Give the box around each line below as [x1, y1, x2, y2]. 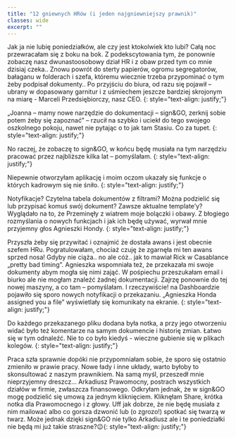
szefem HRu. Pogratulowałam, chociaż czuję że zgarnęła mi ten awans [7, 246, 213, 254]
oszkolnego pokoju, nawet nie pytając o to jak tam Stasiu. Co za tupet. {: [7, 124, 217, 132]
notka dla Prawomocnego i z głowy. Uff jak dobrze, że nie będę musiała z [7, 400, 221, 408]
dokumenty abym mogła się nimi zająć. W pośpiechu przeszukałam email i [7, 268, 223, 277]
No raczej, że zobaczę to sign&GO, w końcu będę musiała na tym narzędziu [7, 145, 227, 154]
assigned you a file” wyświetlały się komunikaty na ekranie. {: [7, 298, 186, 306]
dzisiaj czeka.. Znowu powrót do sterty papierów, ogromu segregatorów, [7, 65, 218, 74]
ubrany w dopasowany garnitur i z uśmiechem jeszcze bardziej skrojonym [7, 87, 223, 96]
